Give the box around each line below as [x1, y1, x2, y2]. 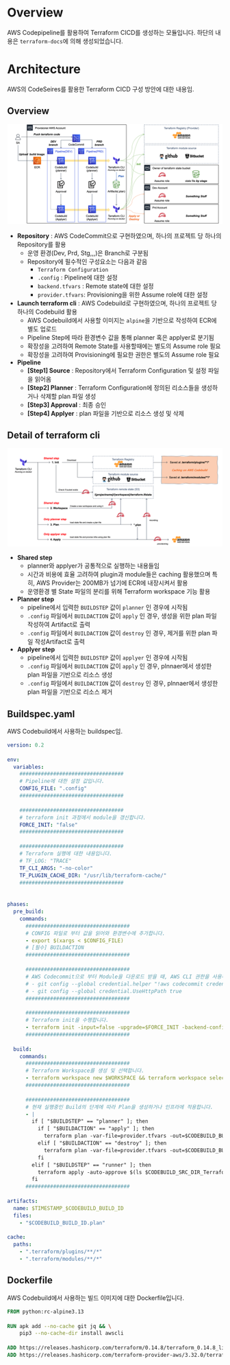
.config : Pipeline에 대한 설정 [37, 273, 118, 281]
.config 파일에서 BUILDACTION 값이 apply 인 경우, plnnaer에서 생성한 [27, 662, 212, 670]
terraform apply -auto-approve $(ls [37, 1169, 142, 1176]
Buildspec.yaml [7, 708, 75, 720]
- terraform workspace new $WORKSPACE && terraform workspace [25, 1075, 207, 1082]
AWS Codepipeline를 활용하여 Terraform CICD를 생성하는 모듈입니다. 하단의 [7, 28, 214, 36]
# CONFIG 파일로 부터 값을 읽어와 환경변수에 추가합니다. [25, 930, 166, 937]
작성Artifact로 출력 [34, 638, 86, 646]
